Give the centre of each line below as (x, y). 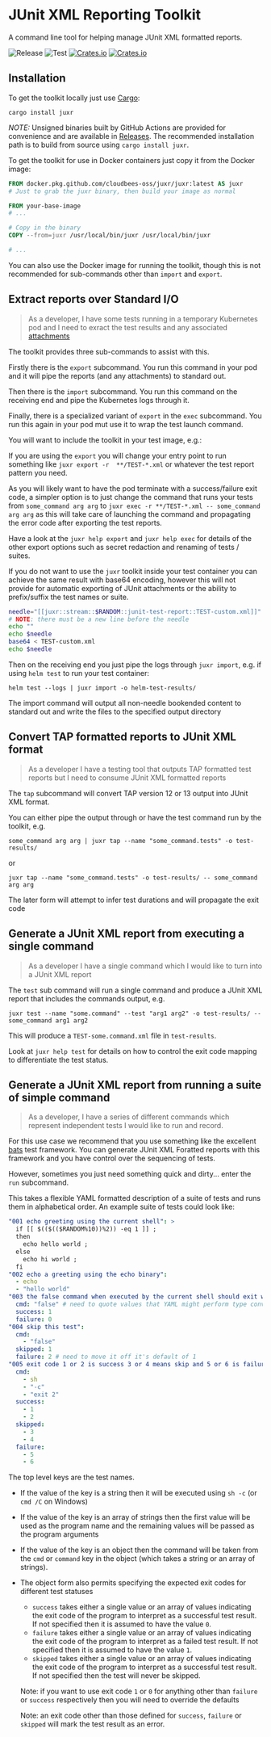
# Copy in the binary (45, 228)
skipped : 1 (34, 1349)
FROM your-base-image (45, 206)
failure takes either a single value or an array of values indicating (142, 1633)
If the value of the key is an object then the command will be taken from (139, 1550)
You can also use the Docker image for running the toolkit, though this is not (135, 265)
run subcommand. (39, 1183)
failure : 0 (34, 1319)
